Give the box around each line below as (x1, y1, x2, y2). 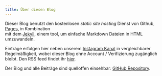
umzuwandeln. (5, 36, 35, 42)
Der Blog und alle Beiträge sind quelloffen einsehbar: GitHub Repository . (5, 65, 151, 71)
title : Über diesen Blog (5, 7, 56, 12)
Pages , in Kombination (5, 25, 50, 32)
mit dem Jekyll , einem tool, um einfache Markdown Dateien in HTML (5, 31, 143, 37)
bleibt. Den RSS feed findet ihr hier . (5, 56, 76, 61)
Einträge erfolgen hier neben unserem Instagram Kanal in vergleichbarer (5, 45, 151, 51)
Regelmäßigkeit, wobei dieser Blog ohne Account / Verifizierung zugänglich (5, 51, 158, 57)
